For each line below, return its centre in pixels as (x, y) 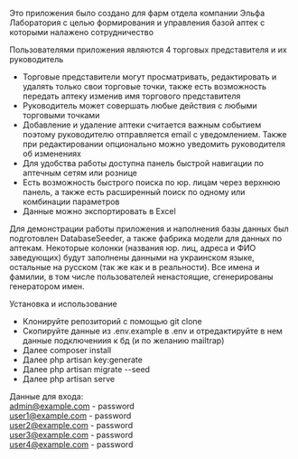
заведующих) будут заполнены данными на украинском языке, (132, 258)
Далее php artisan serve (69, 379)
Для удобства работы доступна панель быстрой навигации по (143, 163)
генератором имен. (47, 286)
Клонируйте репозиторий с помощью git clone (112, 321)
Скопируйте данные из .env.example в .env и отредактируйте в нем (152, 331)
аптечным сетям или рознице (79, 173)
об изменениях (51, 154)
